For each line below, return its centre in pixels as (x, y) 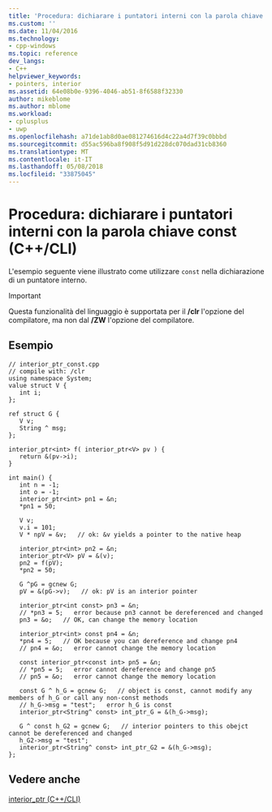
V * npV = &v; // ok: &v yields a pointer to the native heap (130, 535)
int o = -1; (39, 492)
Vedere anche (45, 780)
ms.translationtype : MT (49, 152)
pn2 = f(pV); (41, 563)
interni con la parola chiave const (123, 232)
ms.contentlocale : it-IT (50, 159)
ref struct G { (34, 414)
